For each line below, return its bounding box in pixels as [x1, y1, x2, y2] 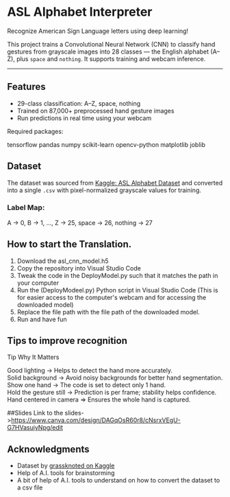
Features [7, 81, 46, 93]
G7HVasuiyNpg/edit [7, 424, 64, 432]
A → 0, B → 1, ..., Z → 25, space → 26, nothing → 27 [7, 218, 153, 227]
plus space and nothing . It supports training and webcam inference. [16, 54, 206, 62]
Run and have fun [16, 315, 67, 323]
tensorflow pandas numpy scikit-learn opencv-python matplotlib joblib [7, 140, 205, 148]
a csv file [16, 483, 43, 492]
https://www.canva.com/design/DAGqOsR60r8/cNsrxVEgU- [11, 416, 181, 424]
